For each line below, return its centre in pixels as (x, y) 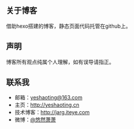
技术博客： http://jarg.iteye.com (52, 112)
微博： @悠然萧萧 (35, 120)
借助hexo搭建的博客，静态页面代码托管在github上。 (68, 26)
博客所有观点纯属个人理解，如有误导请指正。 (60, 62)
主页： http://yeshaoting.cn (47, 105)
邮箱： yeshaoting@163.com (48, 98)
